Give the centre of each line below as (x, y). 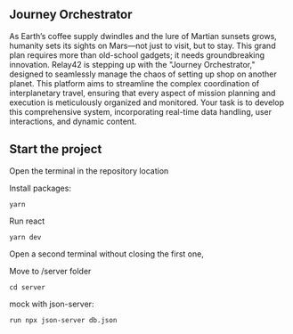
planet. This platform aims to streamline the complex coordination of (134, 83)
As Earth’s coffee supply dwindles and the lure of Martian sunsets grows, (143, 36)
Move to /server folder (50, 271)
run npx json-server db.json (63, 320)
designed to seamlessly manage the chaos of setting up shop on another (143, 74)
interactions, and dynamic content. (73, 121)
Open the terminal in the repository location (89, 171)
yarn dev (25, 237)
